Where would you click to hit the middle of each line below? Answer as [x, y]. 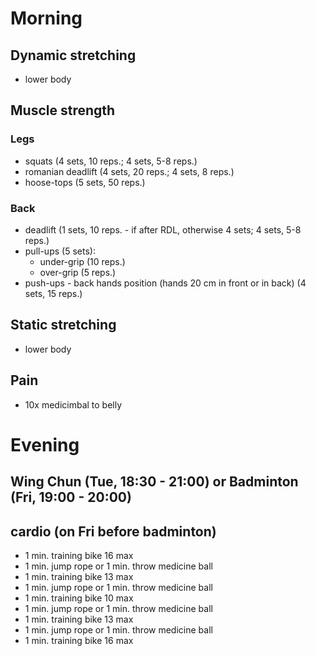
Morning [46, 18]
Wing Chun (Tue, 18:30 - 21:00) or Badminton [154, 482]
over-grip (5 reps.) [78, 272]
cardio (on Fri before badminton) [113, 531]
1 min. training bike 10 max [79, 598]
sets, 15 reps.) [53, 293]
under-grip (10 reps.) [82, 261]
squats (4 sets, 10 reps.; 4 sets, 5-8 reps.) [111, 161]
